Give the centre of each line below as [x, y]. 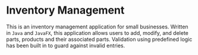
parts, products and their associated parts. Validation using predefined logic [99, 39]
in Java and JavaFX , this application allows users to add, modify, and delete [98, 33]
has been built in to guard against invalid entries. [66, 46]
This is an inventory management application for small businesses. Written [97, 27]
